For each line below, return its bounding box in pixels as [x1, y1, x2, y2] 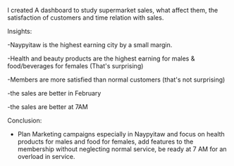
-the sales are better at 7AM [7, 103, 88, 111]
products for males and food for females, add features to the [17, 137, 194, 146]
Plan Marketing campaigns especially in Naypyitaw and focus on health [17, 130, 226, 138]
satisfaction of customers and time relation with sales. [7, 13, 164, 22]
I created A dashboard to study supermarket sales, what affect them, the [7, 6, 218, 14]
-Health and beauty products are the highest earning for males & [7, 54, 195, 63]
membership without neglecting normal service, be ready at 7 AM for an [17, 145, 227, 153]
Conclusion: [7, 116, 42, 124]
